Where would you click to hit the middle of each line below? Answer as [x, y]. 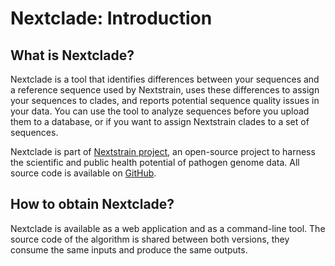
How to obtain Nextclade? [92, 204]
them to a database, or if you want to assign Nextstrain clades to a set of [160, 121]
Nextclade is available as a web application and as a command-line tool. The [168, 228]
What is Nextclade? [72, 55]
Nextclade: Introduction [111, 18]
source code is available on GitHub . [83, 173]
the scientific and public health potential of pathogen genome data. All [155, 162]
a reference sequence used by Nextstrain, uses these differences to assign [165, 90]
